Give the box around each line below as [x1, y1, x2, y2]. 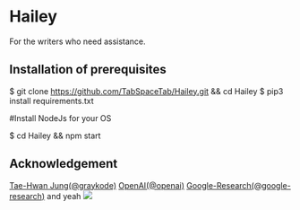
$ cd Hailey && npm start [9, 130, 101, 141]
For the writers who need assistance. [9, 36, 146, 47]
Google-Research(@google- [186, 179, 291, 190]
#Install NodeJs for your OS [9, 112, 112, 123]
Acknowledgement [9, 156, 118, 171]
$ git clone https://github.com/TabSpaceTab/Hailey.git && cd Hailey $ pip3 [9, 85, 284, 96]
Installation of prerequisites [9, 62, 167, 77]
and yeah [47, 190, 81, 201]
